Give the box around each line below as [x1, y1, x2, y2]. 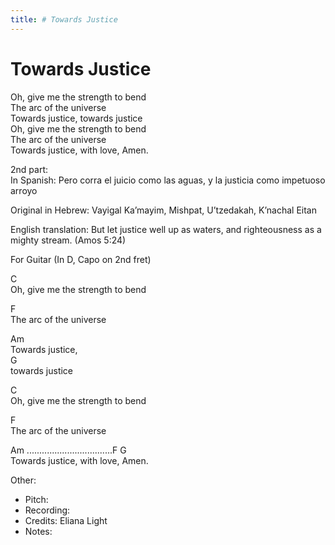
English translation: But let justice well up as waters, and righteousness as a [10, 223, 322, 235]
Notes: [24, 525, 53, 537]
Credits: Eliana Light [24, 514, 108, 526]
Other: [10, 474, 37, 486]
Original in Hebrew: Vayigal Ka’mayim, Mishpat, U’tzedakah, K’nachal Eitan [10, 204, 317, 216]
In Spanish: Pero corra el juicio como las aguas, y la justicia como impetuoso [10, 174, 326, 186]
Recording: [24, 504, 71, 516]
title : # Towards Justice [10, 14, 118, 25]
